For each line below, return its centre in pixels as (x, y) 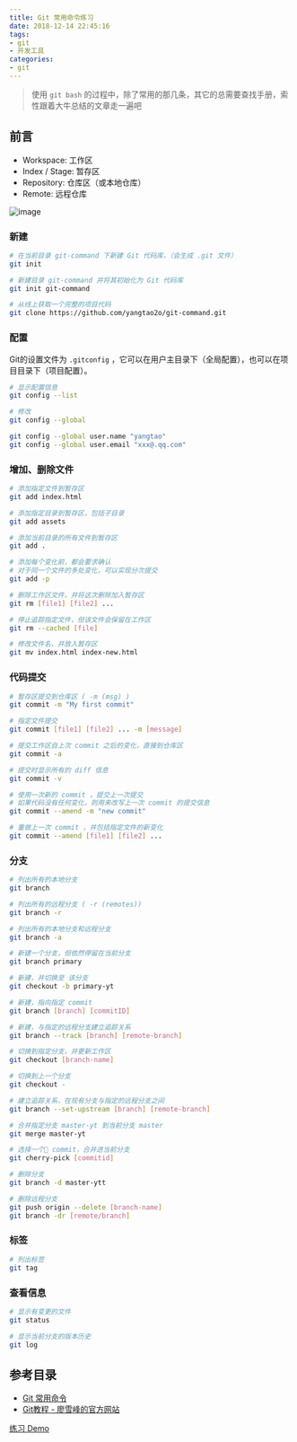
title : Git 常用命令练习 (52, 18)
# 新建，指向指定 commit (51, 1002)
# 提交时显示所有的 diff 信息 (59, 770)
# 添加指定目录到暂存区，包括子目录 (67, 513)
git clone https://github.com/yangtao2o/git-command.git (118, 313)
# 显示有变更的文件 (40, 1312)
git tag (24, 1268)
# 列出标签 (27, 1259)
